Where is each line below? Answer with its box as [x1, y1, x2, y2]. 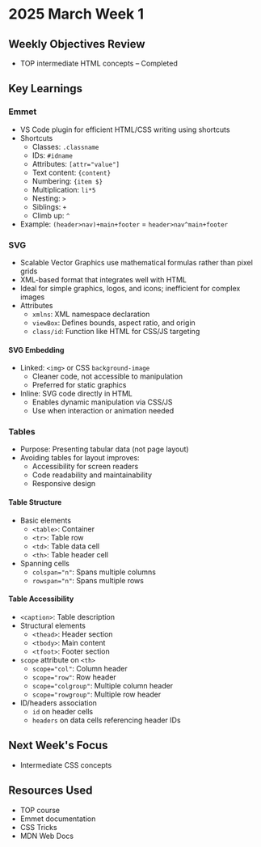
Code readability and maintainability [32, 470, 152, 480]
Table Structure [8, 498, 62, 507]
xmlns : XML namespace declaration [32, 309, 150, 319]
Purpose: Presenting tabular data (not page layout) [19, 444, 189, 454]
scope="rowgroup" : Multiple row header [32, 689, 162, 699]
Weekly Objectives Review [8, 37, 145, 51]
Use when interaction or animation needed [32, 406, 175, 416]
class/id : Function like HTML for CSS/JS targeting [32, 326, 200, 336]
